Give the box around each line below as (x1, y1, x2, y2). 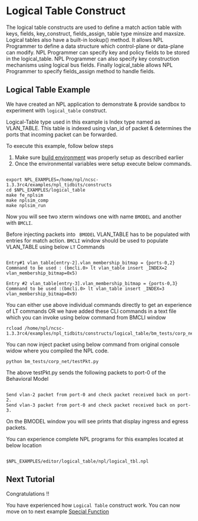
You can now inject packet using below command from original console (6, 341, 180, 348)
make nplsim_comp (6, 197, 49, 203)
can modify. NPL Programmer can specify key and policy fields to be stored (6, 48, 190, 56)
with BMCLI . (6, 219, 33, 226)
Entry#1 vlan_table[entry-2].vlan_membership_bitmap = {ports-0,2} (6, 260, 176, 266)
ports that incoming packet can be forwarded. (6, 131, 118, 138)
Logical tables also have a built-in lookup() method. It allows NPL (6, 36, 164, 43)
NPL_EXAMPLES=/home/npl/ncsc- (24, 176, 99, 183)
